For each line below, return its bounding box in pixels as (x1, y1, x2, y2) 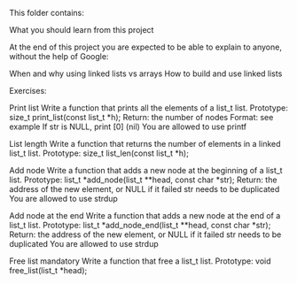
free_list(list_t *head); (9, 265, 88, 275)
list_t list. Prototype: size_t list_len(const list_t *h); (9, 148, 189, 158)
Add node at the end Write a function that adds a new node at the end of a (9, 211, 281, 220)
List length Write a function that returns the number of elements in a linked (9, 139, 281, 149)
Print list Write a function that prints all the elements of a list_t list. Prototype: (9, 103, 288, 113)
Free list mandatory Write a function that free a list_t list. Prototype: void (9, 256, 272, 266)
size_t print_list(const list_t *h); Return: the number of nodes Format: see (9, 112, 274, 122)
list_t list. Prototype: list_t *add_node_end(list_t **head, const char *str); (9, 220, 271, 230)
